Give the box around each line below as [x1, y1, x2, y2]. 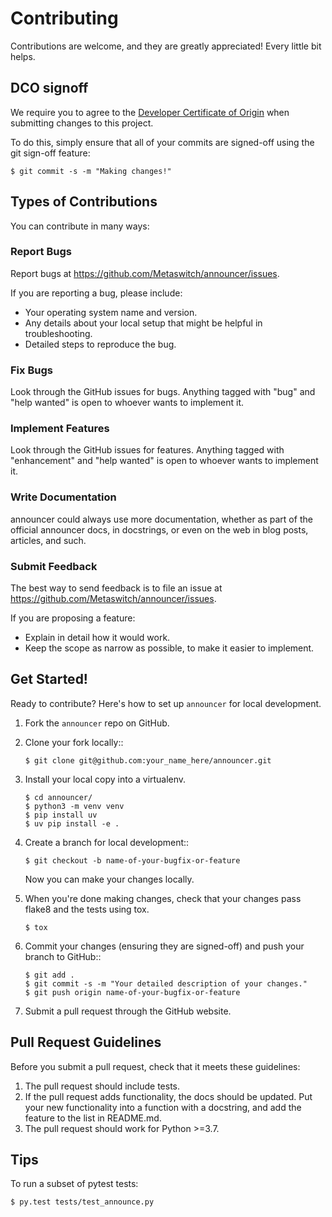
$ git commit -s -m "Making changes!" [10, 166, 172, 176]
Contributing [10, 7, 119, 30]
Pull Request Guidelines [10, 1034, 162, 1051]
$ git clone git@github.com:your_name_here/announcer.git [24, 755, 272, 766]
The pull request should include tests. [24, 1080, 181, 1092]
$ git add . [24, 970, 75, 980]
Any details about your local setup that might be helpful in [24, 317, 263, 329]
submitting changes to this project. [10, 117, 154, 129]
